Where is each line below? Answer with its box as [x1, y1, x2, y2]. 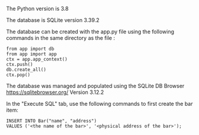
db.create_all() [6, 67, 46, 73]
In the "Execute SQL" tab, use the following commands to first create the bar [6, 101, 193, 107]
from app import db [6, 46, 55, 52]
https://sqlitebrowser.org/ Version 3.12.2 [6, 89, 104, 96]
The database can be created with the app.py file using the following [6, 28, 175, 35]
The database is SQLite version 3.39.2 [6, 17, 100, 23]
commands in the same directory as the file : [6, 34, 115, 41]
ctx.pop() [6, 72, 31, 78]
